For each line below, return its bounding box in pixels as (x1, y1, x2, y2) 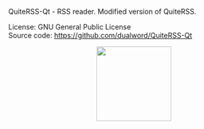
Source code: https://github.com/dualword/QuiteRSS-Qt (8, 31, 193, 40)
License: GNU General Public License (8, 22, 131, 31)
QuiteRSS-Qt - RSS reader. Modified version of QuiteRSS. (8, 7, 197, 16)
